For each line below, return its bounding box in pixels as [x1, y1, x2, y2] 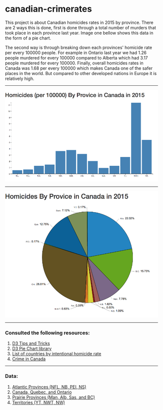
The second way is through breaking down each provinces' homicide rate [5, 44, 152, 50]
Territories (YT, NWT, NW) [12, 399, 65, 405]
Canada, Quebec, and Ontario [12, 389, 72, 395]
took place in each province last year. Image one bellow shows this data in [5, 30, 154, 36]
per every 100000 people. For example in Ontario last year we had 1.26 [5, 50, 147, 56]
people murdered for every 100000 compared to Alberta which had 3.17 [5, 55, 148, 60]
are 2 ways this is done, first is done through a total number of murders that [5, 24, 156, 30]
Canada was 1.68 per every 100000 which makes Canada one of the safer [5, 65, 153, 71]
